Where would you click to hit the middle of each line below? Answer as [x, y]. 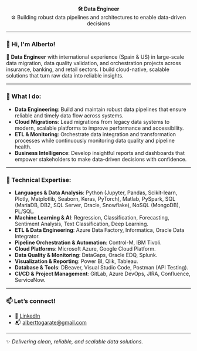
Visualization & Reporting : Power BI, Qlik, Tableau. [76, 261]
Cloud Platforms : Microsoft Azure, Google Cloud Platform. [85, 248]
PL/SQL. [25, 211]
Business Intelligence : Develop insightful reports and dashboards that [100, 153]
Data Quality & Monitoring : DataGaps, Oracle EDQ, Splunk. [86, 255]
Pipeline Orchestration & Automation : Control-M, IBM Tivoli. [88, 242]
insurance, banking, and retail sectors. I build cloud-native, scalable [88, 69]
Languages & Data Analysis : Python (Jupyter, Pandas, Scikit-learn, [96, 193]
